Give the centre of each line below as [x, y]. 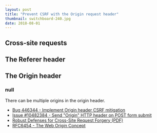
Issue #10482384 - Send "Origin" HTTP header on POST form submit [82, 115]
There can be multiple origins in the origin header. [55, 100]
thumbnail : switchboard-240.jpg [38, 19]
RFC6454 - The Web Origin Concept [49, 125]
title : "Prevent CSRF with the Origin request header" [62, 14]
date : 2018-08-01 [23, 23]
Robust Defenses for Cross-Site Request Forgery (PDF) [68, 120]
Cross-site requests [36, 43]
